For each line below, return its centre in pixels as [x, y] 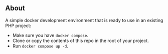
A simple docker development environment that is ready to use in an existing [84, 20]
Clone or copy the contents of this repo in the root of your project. [80, 40]
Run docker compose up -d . [40, 46]
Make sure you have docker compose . [50, 35]
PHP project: [18, 25]
